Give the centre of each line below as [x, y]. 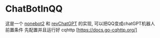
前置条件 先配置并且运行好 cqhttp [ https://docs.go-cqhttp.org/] [71, 30]
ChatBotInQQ [34, 9]
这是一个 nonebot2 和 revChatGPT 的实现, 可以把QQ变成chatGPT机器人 [80, 23]
